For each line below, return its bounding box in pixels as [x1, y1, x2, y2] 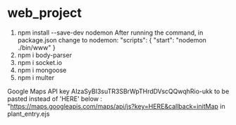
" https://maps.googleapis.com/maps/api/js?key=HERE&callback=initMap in [7, 102, 225, 110]
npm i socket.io [17, 58, 62, 66]
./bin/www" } [17, 43, 56, 52]
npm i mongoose [17, 66, 67, 74]
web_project [7, 5, 82, 21]
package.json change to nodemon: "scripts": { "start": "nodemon [17, 35, 206, 44]
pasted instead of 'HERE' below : [7, 94, 103, 103]
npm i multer [17, 73, 55, 82]
